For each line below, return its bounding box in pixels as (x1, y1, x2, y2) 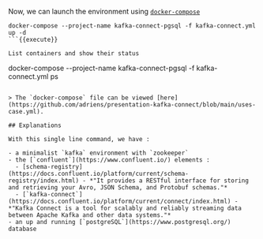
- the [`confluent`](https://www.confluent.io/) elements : (8, 156, 211, 164)
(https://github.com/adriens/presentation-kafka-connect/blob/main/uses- (8, 101, 257, 109)
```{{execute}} (8, 35, 58, 43)
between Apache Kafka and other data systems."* (8, 211, 171, 219)
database (8, 225, 37, 233)
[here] (156, 94, 178, 102)
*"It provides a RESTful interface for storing (89, 177, 249, 185)
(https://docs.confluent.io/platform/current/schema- (8, 170, 190, 177)
